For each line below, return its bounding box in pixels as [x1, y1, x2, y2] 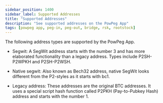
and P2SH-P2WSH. [32, 59, 71, 65]
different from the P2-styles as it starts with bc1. [12, 74, 110, 79]
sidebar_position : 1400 [5, 7, 54, 12]
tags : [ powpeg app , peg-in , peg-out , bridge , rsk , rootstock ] [5, 26, 135, 30]
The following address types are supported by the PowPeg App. [5, 39, 135, 45]
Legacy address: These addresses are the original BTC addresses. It [12, 83, 151, 89]
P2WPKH [12, 59, 31, 65]
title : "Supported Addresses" [5, 16, 67, 21]
